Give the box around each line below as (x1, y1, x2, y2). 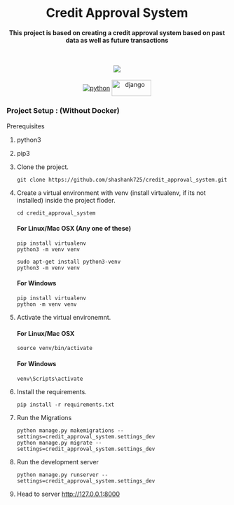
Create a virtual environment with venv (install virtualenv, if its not (16, 188, 206, 197)
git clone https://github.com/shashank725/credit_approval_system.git (16, 176, 228, 183)
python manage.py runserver (16, 471, 99, 478)
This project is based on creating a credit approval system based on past (8, 28, 226, 36)
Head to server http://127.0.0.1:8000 (16, 490, 121, 498)
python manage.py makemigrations (16, 426, 115, 434)
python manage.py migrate (16, 439, 92, 446)
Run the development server (16, 457, 99, 466)
